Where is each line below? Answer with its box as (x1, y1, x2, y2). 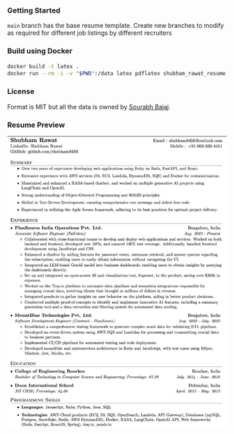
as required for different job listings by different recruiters (7, 29, 172, 37)
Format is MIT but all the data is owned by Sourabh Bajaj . (7, 102, 171, 111)
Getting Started (7, 6, 61, 15)
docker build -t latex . (7, 63, 79, 70)
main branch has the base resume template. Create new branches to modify (7, 22, 224, 30)
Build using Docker (7, 46, 73, 56)
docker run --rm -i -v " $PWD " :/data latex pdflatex (7, 70, 160, 77)
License (7, 86, 35, 96)
